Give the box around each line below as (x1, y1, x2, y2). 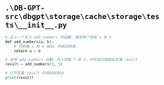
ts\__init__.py (5, 21, 67, 30)
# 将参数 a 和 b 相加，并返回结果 (14, 44, 76, 49)
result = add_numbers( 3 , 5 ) (5, 62, 63, 67)
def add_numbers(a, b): (5, 39, 54, 44)
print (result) (5, 75, 34, 80)
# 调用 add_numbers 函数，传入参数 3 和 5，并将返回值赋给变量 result (5, 57, 138, 62)
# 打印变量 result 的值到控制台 (5, 71, 64, 76)
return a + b (14, 48, 41, 53)
